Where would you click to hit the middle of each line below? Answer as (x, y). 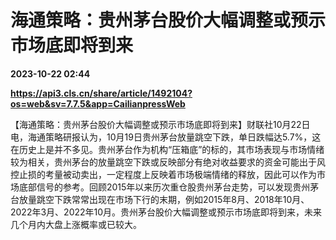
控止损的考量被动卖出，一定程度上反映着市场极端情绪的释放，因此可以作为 (163, 174)
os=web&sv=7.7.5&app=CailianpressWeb (98, 103)
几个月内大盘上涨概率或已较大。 (76, 224)
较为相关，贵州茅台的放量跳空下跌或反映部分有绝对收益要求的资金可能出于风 (168, 162)
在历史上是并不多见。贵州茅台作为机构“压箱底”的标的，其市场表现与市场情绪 (167, 149)
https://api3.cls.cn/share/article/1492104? (101, 93)
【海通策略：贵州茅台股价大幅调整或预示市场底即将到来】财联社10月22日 (160, 124)
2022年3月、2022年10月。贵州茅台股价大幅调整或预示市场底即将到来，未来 (166, 212)
